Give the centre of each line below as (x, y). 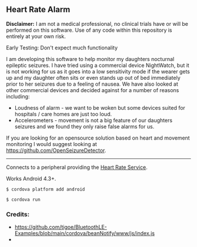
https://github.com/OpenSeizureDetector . (56, 150)
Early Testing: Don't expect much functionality (62, 48)
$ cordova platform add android (45, 189)
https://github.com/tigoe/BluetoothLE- (61, 227)
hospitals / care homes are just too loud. (63, 114)
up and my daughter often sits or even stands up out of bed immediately (93, 77)
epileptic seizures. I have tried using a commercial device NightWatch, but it (98, 65)
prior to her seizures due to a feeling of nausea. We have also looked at (92, 84)
